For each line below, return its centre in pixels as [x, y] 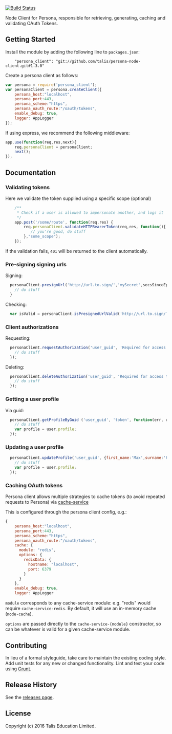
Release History [31, 685]
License [18, 714]
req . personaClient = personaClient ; [54, 147]
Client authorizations [32, 327]
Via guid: [15, 410]
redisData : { [38, 560]
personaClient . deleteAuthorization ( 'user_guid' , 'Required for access [87, 376]
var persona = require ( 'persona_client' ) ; [51, 85]
